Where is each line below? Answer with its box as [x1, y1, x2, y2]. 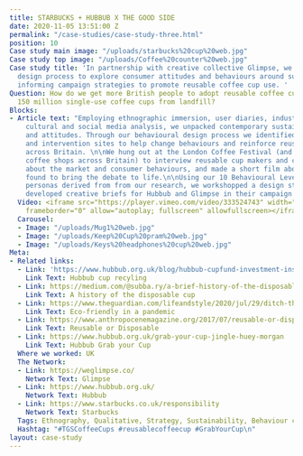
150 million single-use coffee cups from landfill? [17, 97, 216, 107]
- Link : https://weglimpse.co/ [17, 366, 135, 375]
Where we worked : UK [17, 349, 95, 358]
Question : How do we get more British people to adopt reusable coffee [9, 88, 284, 98]
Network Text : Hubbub [25, 391, 106, 400]
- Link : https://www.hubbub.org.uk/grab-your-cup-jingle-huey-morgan [17, 332, 284, 341]
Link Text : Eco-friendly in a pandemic [25, 307, 176, 316]
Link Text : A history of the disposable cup [25, 290, 196, 299]
